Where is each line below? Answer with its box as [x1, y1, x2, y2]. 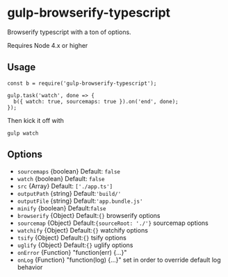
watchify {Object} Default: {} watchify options [17, 226, 148, 234]
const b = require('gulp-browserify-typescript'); [7, 80, 157, 87]
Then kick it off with [7, 116, 65, 124]
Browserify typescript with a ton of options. [7, 28, 131, 36]
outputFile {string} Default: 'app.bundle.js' [17, 196, 143, 205]
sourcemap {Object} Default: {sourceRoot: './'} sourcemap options [17, 219, 209, 227]
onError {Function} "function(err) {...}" [17, 248, 127, 256]
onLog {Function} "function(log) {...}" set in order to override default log [17, 255, 221, 264]
